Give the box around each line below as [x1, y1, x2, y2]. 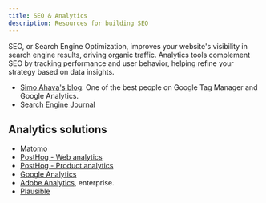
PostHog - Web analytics [19, 152, 103, 162]
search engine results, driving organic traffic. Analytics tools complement [8, 50, 251, 59]
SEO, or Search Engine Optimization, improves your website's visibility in [8, 41, 248, 51]
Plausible [19, 186, 50, 197]
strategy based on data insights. [8, 67, 115, 76]
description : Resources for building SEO [8, 19, 149, 27]
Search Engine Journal [19, 99, 95, 109]
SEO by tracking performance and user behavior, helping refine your [8, 58, 234, 68]
